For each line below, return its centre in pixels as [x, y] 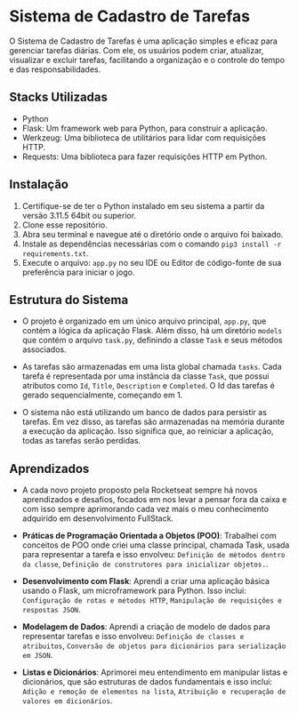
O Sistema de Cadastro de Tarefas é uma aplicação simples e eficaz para [144, 41]
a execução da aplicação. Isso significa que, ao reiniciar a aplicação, [148, 431]
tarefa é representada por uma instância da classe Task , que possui [145, 376]
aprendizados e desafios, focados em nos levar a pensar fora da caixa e [154, 500]
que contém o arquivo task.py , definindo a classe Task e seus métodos [152, 340]
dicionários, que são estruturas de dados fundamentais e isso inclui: [147, 682]
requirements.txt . [55, 253]
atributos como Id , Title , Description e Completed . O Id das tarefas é [149, 386]
